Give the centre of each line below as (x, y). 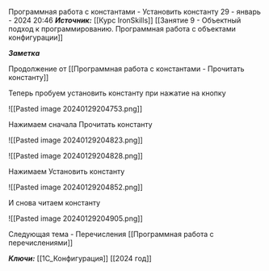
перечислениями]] (41, 243)
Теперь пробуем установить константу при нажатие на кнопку (117, 93)
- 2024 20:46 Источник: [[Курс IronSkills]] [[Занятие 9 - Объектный (125, 20)
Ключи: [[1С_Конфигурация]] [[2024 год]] (80, 258)
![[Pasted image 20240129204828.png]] (76, 156)
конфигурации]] (36, 37)
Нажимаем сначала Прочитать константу (80, 124)
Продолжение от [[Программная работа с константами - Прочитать (126, 69)
